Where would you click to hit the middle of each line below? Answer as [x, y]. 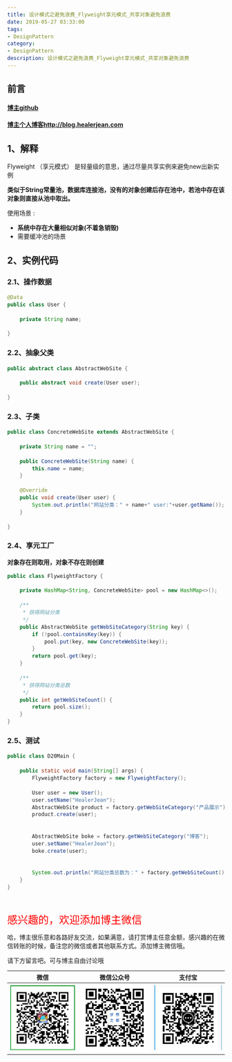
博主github [23, 108]
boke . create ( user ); [60, 851]
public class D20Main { [41, 756]
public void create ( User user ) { [68, 498]
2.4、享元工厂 [31, 546]
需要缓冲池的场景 [41, 236]
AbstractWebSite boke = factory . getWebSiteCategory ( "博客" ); [120, 837]
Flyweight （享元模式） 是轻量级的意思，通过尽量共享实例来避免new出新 [110, 166]
